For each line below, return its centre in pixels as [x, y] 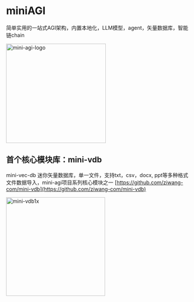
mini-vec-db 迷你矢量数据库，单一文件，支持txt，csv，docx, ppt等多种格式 [97, 175]
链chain [15, 35]
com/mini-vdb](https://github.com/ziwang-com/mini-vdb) [76, 189]
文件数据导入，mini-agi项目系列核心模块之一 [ [61, 182]
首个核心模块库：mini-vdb [54, 160]
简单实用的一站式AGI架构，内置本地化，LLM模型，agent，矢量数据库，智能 [97, 28]
